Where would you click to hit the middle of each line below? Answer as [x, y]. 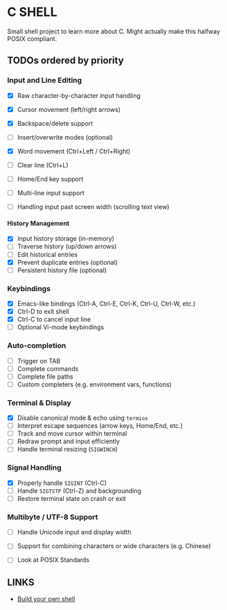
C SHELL [32, 12]
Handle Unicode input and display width [74, 532]
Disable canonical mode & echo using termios [83, 418]
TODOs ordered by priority [66, 61]
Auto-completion [37, 346]
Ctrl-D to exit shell [43, 312]
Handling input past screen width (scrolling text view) [93, 207]
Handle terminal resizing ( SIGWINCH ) [67, 450]
